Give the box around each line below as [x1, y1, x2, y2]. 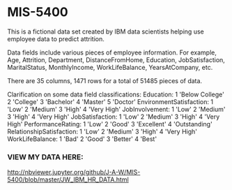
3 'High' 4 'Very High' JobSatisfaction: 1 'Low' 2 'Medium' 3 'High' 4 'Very [7, 112, 220, 121]
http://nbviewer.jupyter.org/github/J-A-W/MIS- [7, 168, 141, 177]
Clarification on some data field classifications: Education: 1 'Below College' [7, 90, 224, 98]
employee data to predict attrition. [7, 34, 105, 43]
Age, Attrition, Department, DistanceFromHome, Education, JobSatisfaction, [7, 55, 225, 64]
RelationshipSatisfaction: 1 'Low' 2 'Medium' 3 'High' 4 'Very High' [7, 127, 197, 136]
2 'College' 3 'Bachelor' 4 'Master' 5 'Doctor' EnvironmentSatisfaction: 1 [7, 97, 214, 105]
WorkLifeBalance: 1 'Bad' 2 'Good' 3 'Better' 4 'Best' [7, 134, 157, 143]
